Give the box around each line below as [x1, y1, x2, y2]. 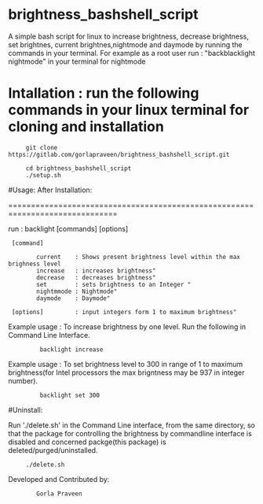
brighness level [8, 260, 61, 268]
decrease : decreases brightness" [36, 273, 156, 281]
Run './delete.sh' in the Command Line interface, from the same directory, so [8, 420, 255, 430]
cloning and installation [8, 118, 165, 135]
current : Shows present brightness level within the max [36, 253, 241, 261]
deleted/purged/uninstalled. [8, 445, 98, 454]
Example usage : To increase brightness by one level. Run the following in [8, 321, 247, 332]
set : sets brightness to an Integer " [36, 280, 192, 288]
